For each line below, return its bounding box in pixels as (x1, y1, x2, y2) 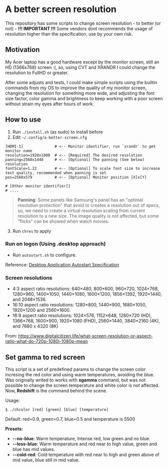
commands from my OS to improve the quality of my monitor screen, (5, 85, 147, 91)
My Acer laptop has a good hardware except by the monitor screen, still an (5, 59, 159, 65)
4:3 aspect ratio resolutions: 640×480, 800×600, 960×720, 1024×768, (12, 286, 159, 292)
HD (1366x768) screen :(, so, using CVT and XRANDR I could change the (5, 64, 155, 70)
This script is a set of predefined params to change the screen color (5, 366, 146, 372)
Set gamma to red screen (5, 353, 85, 361)
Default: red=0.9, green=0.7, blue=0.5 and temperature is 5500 (5, 416, 135, 422)
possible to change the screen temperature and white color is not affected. (5, 382, 159, 388)
